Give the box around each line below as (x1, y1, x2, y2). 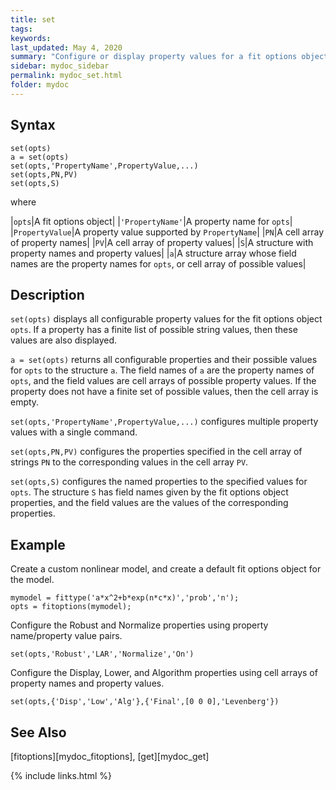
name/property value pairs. (10, 630, 123, 642)
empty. (10, 396, 40, 408)
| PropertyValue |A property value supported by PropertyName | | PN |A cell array (10, 226, 324, 238)
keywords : (10, 33, 52, 43)
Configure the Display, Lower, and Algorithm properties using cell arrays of (10, 667, 318, 679)
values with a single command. (10, 426, 138, 438)
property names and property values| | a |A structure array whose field (10, 247, 297, 259)
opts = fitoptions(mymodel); (10, 602, 132, 612)
